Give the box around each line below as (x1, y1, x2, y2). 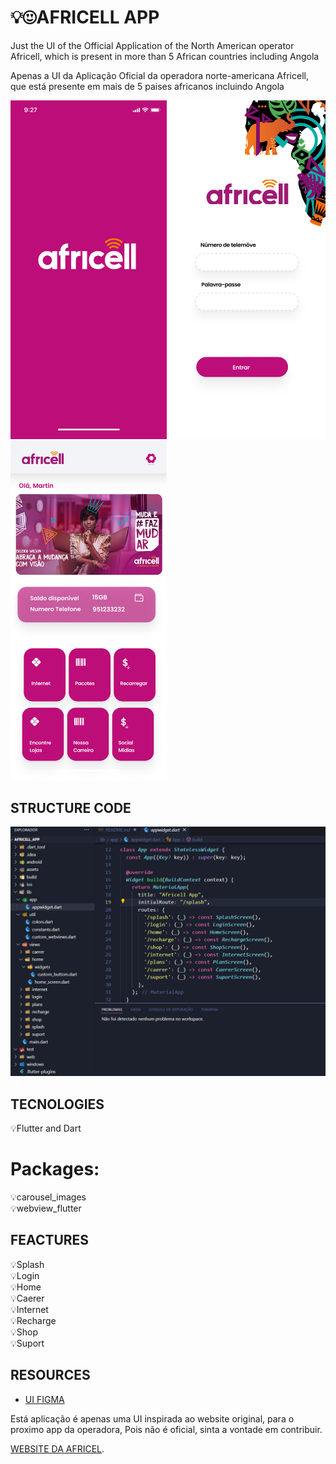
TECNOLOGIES (10, 1096, 105, 1113)
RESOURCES (10, 1367, 91, 1384)
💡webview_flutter (10, 1202, 82, 1214)
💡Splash (10, 1258, 45, 1270)
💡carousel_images (10, 1191, 87, 1203)
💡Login (10, 1269, 40, 1281)
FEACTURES (10, 1232, 90, 1249)
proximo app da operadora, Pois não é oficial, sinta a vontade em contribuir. (10, 1423, 323, 1435)
